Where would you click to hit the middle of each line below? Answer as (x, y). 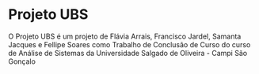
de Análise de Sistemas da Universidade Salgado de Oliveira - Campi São (128, 53)
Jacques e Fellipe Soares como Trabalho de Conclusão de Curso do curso (129, 44)
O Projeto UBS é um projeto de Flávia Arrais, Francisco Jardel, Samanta (125, 36)
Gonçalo (22, 61)
